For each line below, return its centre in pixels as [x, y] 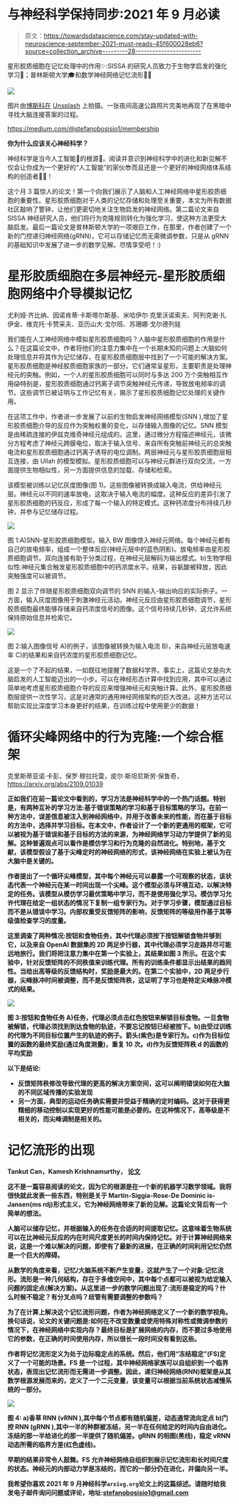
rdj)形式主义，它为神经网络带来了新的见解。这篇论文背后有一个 [135, 1204]
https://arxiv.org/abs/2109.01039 [55, 784]
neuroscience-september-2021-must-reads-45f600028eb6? [114, 43]
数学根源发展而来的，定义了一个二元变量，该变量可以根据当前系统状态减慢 [116, 1380]
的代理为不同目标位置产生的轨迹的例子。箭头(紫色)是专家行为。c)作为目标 [116, 1035]
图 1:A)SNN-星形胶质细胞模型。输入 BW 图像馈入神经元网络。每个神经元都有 [119, 540]
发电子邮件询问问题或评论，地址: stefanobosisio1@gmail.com [98, 1493]
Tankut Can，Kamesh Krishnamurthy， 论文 [74, 1171]
